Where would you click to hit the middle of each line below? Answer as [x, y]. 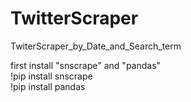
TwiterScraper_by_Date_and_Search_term [96, 46]
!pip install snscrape [51, 76]
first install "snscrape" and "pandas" [86, 65]
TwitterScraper [74, 18]
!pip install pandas [48, 86]
